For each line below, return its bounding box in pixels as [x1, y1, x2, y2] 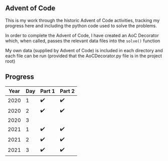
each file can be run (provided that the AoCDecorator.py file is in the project [5, 53, 162, 59]
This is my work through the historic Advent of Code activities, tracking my [5, 17, 160, 23]
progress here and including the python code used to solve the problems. [5, 23, 157, 29]
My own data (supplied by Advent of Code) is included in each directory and [5, 47, 163, 53]
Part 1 [40, 87, 55, 94]
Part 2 [60, 87, 75, 94]
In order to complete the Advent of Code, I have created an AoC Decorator [5, 32, 159, 38]
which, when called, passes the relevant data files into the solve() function [5, 38, 160, 44]
